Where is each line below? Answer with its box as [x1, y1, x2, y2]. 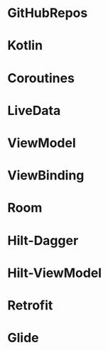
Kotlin [7, 38, 43, 54]
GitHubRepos [7, 5, 88, 21]
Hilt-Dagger [7, 232, 79, 248]
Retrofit [7, 297, 53, 313]
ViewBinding [7, 168, 85, 184]
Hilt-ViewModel [7, 265, 102, 281]
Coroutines [7, 70, 75, 86]
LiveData [7, 102, 61, 119]
